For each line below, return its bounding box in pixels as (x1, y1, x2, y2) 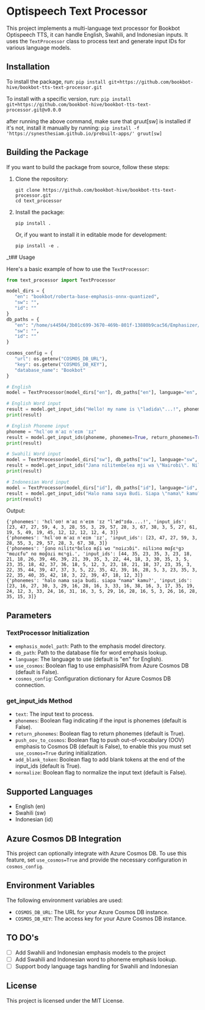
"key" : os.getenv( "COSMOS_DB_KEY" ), (14, 361, 108, 368)
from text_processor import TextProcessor (6, 277, 116, 283)
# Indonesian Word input (6, 479, 70, 485)
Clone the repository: (15, 175, 69, 183)
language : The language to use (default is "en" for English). (15, 655, 164, 663)
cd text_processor (15, 197, 62, 204)
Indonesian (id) (15, 816, 54, 823)
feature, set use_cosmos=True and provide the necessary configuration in (6, 856, 187, 863)
